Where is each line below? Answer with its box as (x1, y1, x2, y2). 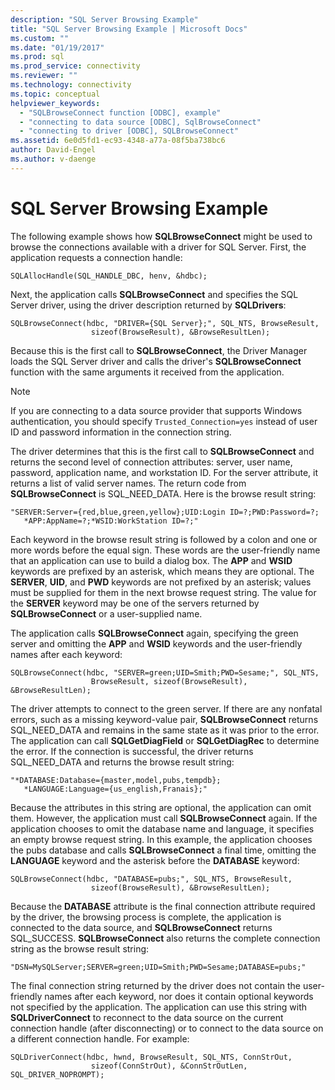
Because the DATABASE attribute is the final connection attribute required (10, 900, 316, 912)
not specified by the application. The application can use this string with (10, 1001, 307, 1013)
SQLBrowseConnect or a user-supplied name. (10, 607, 203, 620)
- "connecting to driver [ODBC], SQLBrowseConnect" (19, 126, 240, 136)
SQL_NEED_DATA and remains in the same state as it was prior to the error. (10, 724, 320, 736)
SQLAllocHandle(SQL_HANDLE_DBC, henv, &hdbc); (10, 271, 208, 281)
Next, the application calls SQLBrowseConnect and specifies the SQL (10, 288, 299, 300)
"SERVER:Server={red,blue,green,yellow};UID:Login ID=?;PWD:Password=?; (10, 507, 320, 517)
